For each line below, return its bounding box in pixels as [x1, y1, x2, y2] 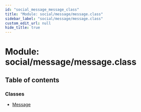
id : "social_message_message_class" [5, 7, 79, 12]
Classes [5, 91, 25, 97]
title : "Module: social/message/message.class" [5, 12, 104, 17]
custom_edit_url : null [5, 20, 51, 26]
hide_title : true [5, 25, 40, 30]
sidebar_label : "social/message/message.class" [5, 16, 104, 21]
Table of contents [5, 76, 59, 84]
